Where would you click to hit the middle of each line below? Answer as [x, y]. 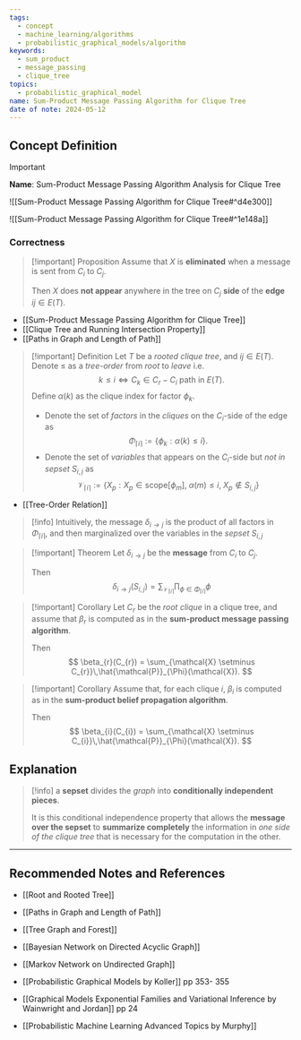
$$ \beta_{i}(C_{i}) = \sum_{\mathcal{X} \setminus [162, 732]
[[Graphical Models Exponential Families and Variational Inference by [149, 999]
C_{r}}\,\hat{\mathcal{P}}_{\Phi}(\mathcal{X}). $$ [162, 671]
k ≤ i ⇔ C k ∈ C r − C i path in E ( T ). [162, 380]
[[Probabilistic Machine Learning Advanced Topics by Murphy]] [139, 1026]
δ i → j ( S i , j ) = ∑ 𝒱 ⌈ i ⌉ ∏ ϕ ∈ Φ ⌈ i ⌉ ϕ [161, 588]
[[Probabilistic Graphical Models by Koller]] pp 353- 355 [126, 982]
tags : [19, 17]
